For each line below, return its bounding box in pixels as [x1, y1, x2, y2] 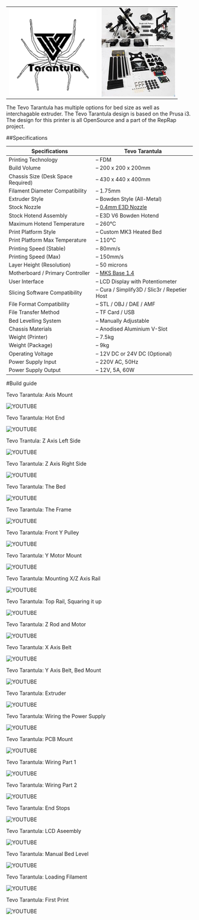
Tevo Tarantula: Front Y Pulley [6, 528, 79, 536]
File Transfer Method [8, 309, 60, 316]
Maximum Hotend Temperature [8, 220, 85, 227]
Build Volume [8, 164, 41, 172]
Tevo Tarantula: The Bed [6, 483, 66, 490]
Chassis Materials [8, 325, 52, 332]
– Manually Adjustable [95, 317, 150, 324]
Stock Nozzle [8, 204, 41, 211]
